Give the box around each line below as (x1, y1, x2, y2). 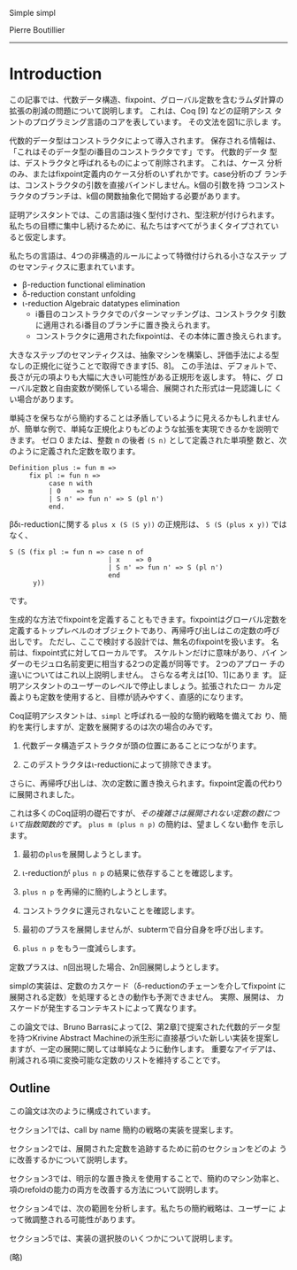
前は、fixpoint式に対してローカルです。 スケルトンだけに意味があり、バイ (9, 647, 278, 658)
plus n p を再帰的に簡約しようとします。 (21, 886, 172, 897)
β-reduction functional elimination (21, 279, 146, 290)
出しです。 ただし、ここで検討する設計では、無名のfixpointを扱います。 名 (9, 636, 280, 647)
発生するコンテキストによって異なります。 (47, 1003, 202, 1013)
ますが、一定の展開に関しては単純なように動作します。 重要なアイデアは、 (9, 1043, 281, 1054)
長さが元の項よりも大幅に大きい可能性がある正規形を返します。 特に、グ (9, 371, 274, 382)
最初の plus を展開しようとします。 (21, 848, 147, 859)
